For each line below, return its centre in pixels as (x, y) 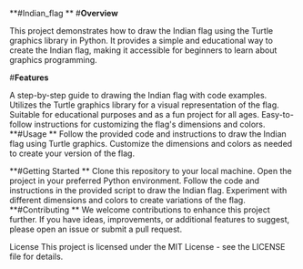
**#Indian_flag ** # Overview (64, 13)
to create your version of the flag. (72, 153)
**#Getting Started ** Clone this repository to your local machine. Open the (151, 171)
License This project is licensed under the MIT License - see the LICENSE (147, 247)
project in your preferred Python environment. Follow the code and (135, 181)
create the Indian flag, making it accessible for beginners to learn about (143, 50)
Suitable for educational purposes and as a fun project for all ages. (134, 114)
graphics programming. (53, 60)
